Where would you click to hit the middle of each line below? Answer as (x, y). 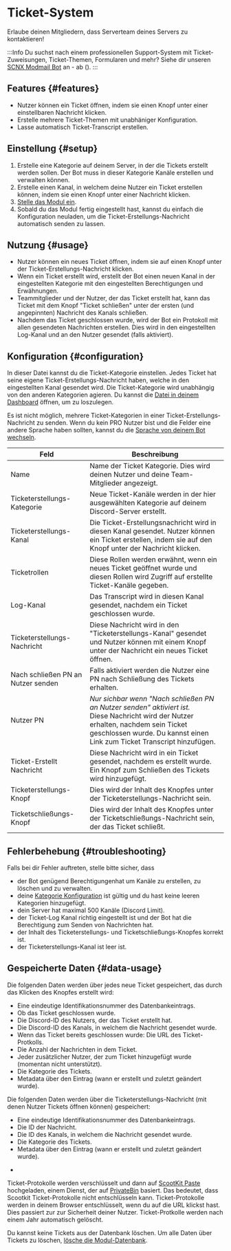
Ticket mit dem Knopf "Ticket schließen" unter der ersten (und (106, 306)
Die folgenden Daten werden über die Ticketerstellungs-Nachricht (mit (107, 1099)
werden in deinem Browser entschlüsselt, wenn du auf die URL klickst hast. (113, 1205)
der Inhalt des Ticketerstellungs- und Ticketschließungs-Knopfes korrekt (120, 932)
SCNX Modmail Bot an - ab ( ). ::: (53, 67)
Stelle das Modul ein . (47, 201)
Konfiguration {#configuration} (76, 356)
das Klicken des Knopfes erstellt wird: (61, 992)
